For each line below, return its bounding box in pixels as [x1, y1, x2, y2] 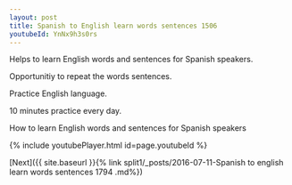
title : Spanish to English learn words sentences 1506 [9, 21, 218, 30]
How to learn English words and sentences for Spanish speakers [9, 123, 247, 133]
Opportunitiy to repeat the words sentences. [9, 71, 172, 82]
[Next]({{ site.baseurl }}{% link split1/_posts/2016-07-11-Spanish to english [9, 157, 284, 168]
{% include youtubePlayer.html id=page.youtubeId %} [9, 140, 208, 151]
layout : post [9, 12, 58, 22]
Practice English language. [9, 88, 107, 99]
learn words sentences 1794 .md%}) [9, 166, 143, 178]
